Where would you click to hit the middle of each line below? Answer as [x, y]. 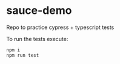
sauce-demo [39, 11]
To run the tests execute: [37, 39]
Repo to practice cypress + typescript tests [60, 27]
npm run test [23, 55]
